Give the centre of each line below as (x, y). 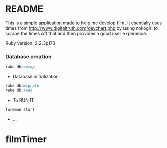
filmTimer (26, 139)
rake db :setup (20, 67)
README (24, 9)
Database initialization (36, 77)
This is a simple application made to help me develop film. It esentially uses (84, 23)
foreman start (20, 109)
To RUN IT (23, 100)
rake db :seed (19, 90)
